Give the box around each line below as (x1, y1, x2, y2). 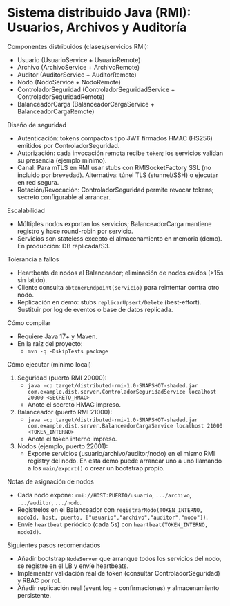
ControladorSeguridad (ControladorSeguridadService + (17, 85, 175, 93)
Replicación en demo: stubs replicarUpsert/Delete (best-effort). (17, 297, 202, 306)
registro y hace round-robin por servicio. (17, 227, 133, 235)
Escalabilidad (7, 206, 45, 214)
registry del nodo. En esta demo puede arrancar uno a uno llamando (27, 457, 222, 465)
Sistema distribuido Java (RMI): (7, 5, 191, 21)
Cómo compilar (7, 318, 51, 327)
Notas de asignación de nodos (7, 477, 95, 486)
